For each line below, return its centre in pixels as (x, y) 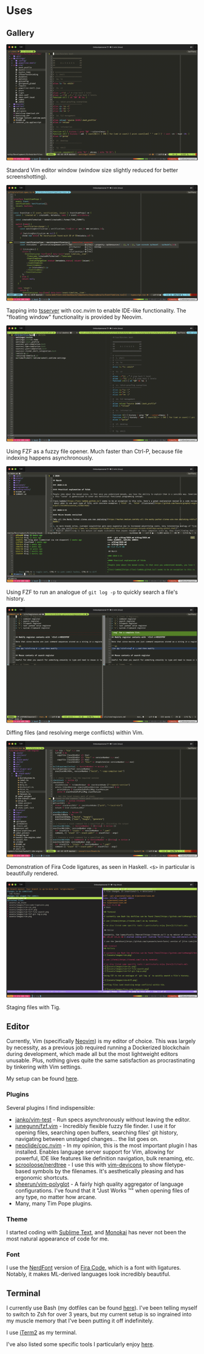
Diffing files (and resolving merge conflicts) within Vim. (75, 733)
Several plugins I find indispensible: (51, 1107)
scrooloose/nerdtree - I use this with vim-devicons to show (89, 1165)
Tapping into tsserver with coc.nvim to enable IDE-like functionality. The (96, 311)
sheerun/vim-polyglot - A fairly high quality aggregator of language (99, 1184)
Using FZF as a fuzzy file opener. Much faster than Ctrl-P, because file (95, 451)
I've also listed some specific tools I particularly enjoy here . (80, 1344)
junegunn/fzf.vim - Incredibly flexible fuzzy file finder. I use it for (95, 1126)
